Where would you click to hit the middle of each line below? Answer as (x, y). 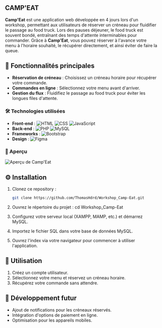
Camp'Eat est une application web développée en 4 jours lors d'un (72, 19)
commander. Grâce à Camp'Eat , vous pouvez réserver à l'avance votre (76, 40)
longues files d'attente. (35, 98)
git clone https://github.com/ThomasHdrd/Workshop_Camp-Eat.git (78, 198)
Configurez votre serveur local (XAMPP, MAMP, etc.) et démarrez (77, 216)
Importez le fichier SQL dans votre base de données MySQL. (72, 231)
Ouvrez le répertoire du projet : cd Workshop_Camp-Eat (67, 207)
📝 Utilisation (24, 261)
